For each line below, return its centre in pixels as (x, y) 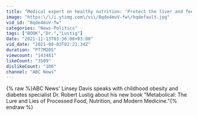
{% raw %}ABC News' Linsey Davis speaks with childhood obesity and (92, 88)
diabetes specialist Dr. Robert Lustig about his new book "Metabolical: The (97, 95)
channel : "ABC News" (32, 72)
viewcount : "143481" (32, 55)
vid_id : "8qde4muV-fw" (34, 22)
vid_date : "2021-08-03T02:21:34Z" (49, 45)
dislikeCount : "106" (32, 66)
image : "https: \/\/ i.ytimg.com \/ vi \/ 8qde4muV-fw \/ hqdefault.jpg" (88, 17)
